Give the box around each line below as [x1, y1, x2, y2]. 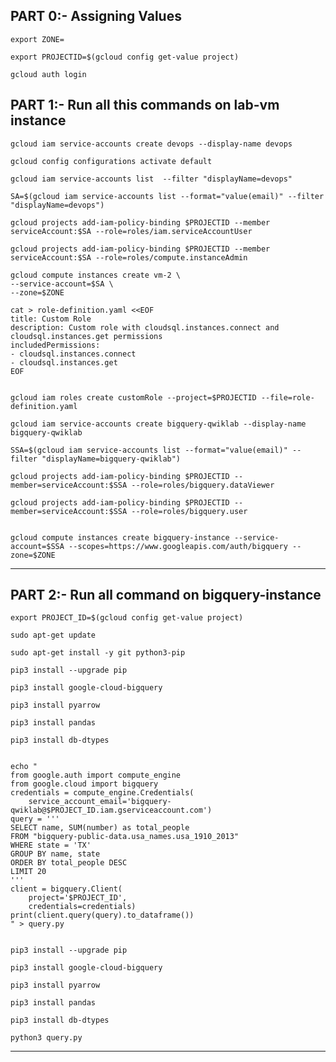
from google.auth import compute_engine [10, 770, 182, 781]
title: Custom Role [10, 314, 92, 324]
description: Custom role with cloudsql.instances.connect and [10, 322, 280, 333]
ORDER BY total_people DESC [10, 858, 128, 868]
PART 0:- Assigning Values [10, 8, 182, 25]
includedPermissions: [10, 340, 101, 350]
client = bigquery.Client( [10, 884, 123, 894]
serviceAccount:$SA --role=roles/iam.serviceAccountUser [10, 226, 253, 236]
